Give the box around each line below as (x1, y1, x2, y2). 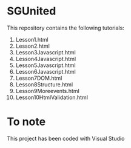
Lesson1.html (15, 36, 49, 43)
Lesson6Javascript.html (15, 68, 76, 75)
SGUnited (7, 4, 56, 18)
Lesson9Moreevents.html (15, 87, 79, 94)
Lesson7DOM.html (15, 74, 62, 82)
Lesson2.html (15, 42, 50, 50)
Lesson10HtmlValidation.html (15, 94, 89, 101)
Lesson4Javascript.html (15, 55, 76, 62)
